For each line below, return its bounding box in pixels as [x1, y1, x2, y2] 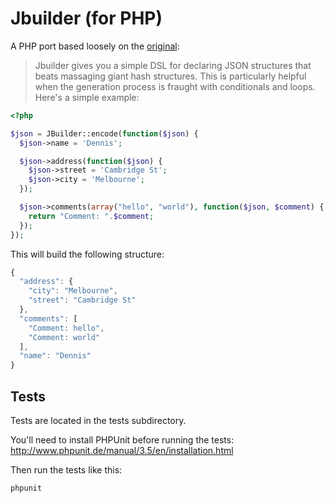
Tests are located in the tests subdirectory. [10, 415, 187, 426]
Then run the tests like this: [10, 464, 123, 476]
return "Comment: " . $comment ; [28, 211, 155, 221]
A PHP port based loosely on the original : [10, 40, 180, 52]
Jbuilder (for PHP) [10, 7, 163, 30]
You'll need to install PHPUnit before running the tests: [10, 434, 235, 446]
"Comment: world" [28, 332, 101, 342]
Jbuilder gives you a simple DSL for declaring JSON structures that [34, 59, 312, 71]
